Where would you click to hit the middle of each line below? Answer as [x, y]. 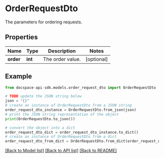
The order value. [62, 59]
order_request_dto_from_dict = [37, 141]
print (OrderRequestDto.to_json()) [40, 119]
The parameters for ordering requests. [44, 22]
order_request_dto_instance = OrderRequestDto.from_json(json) [71, 110]
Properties [21, 37]
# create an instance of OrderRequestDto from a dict [61, 137]
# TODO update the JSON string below [43, 96]
